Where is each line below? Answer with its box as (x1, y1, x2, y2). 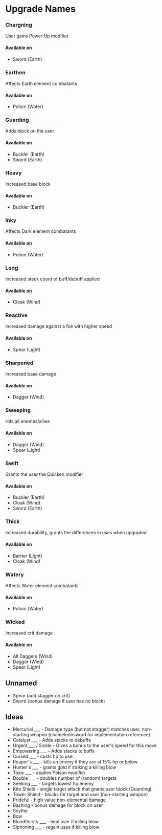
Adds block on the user (5, 128, 55, 134)
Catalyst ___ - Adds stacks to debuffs (12, 737, 91, 743)
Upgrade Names (5, 3, 76, 15)
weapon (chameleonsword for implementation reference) (30, 732, 151, 738)
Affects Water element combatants (5, 582, 79, 588)
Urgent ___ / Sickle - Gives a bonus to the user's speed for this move (12, 742, 157, 749)
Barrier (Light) (12, 553, 42, 559)
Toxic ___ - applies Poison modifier (12, 770, 86, 776)
